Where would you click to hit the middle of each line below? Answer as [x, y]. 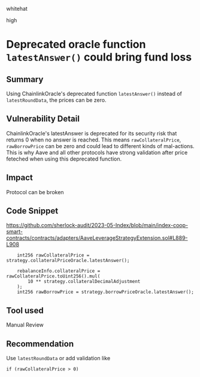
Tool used [25, 310]
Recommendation [40, 344]
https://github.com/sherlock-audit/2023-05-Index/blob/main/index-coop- [97, 225]
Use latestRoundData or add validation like [58, 358]
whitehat [17, 9]
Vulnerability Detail [43, 119]
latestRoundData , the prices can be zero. [56, 100]
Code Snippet [32, 211]
